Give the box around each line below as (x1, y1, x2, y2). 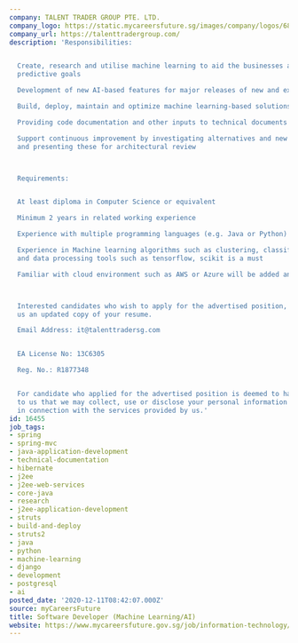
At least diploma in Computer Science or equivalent (17, 197, 216, 207)
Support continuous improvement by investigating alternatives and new (17, 134, 288, 143)
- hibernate (9, 464, 53, 472)
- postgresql (9, 579, 58, 589)
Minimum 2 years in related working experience (17, 214, 197, 223)
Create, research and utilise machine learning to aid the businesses (17, 61, 284, 71)
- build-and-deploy (9, 521, 82, 530)
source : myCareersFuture (9, 604, 101, 613)
